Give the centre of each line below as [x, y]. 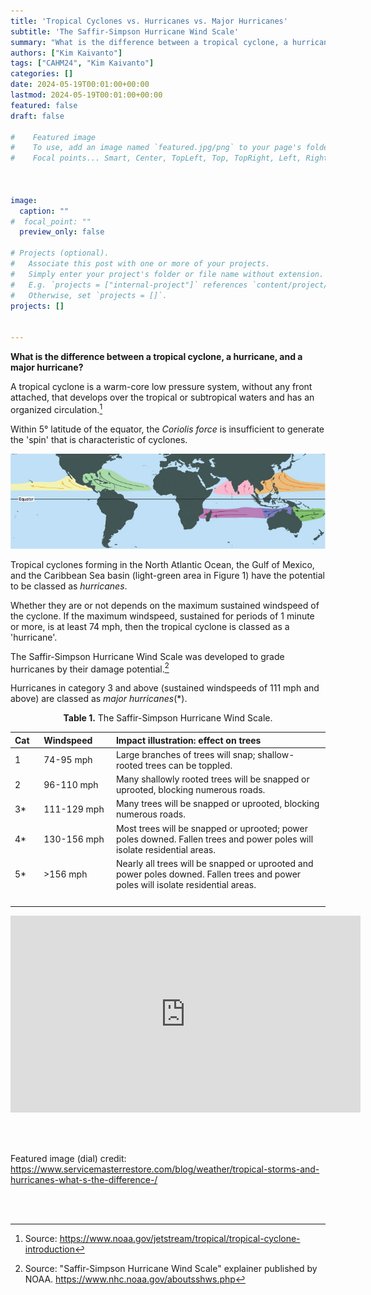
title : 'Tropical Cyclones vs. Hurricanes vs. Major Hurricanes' [149, 21]
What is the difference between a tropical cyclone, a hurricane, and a [156, 356]
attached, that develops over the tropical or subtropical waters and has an [162, 397]
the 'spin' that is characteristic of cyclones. [99, 439]
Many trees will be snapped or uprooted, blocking [217, 804]
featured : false [44, 105]
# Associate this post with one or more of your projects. [140, 264]
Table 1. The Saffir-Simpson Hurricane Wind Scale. [168, 718]
